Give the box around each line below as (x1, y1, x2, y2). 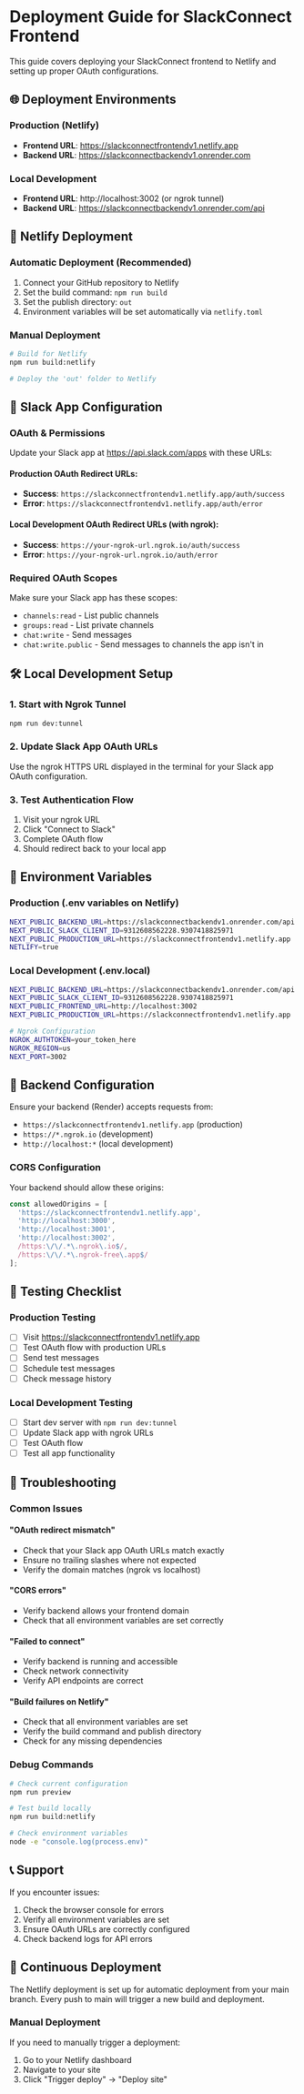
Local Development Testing (9, 1396, 134, 1409)
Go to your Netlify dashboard (22, 2054, 132, 2065)
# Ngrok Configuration (9, 1027, 96, 1037)
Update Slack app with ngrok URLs (22, 1427, 154, 1439)
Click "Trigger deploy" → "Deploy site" (22, 2073, 168, 2085)
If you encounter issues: (9, 1887, 100, 1897)
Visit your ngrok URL (22, 814, 100, 825)
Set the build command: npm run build (22, 287, 168, 298)
